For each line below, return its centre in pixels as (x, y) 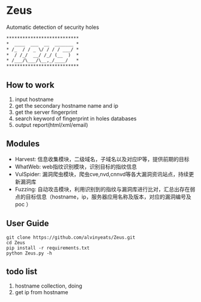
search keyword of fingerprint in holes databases (76, 119)
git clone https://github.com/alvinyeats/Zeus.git (71, 237)
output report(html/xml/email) (51, 125)
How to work (30, 85)
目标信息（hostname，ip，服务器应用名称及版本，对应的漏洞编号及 (108, 197)
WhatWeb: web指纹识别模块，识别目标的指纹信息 (76, 167)
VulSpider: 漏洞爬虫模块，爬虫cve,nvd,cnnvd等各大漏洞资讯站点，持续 (102, 174)
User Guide (28, 223)
